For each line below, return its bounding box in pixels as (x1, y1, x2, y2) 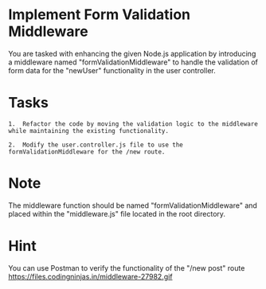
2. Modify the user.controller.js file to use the (8, 141, 183, 149)
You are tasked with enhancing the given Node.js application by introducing (8, 49, 256, 58)
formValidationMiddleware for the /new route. (8, 147, 166, 156)
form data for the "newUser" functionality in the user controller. (8, 65, 217, 75)
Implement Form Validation (8, 6, 191, 24)
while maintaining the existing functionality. (8, 127, 170, 135)
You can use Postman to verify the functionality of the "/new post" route (8, 263, 245, 272)
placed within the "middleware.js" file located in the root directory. (8, 209, 225, 218)
